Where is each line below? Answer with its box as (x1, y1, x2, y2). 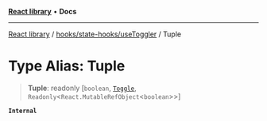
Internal (8, 107, 37, 115)
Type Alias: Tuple (8, 57, 126, 75)
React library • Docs (8, 7, 77, 16)
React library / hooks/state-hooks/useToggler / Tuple (8, 29, 181, 39)
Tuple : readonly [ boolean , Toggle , (27, 83, 137, 93)
